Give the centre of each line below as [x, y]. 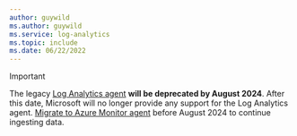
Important [27, 76]
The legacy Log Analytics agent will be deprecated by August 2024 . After [147, 94]
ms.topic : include [44, 42]
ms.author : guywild [46, 26]
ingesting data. [37, 123]
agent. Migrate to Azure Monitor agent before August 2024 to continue [140, 113]
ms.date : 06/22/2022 [48, 51]
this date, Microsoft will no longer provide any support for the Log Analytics [149, 103]
